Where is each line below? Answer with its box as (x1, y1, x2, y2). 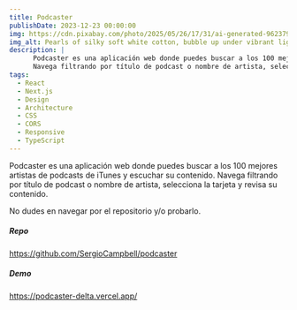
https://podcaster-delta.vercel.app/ (9, 291, 138, 301)
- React (17, 79, 46, 87)
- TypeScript (17, 136, 65, 145)
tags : (9, 71, 29, 79)
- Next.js (17, 87, 53, 95)
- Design (17, 95, 49, 104)
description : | (9, 46, 65, 55)
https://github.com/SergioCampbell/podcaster (9, 248, 178, 259)
